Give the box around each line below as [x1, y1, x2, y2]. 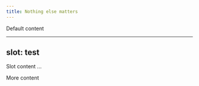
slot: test [6, 48, 40, 58]
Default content [6, 25, 44, 32]
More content [6, 74, 40, 81]
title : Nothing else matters [6, 8, 78, 15]
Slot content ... [6, 63, 42, 70]
